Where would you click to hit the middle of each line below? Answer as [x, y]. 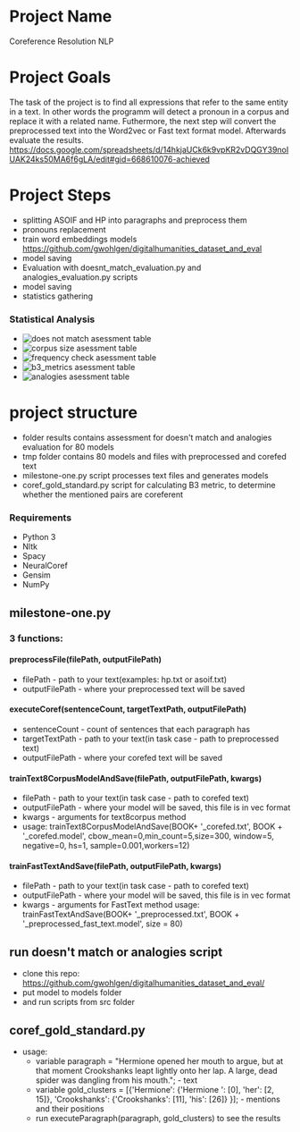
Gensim [36, 575]
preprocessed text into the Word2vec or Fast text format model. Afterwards [148, 131]
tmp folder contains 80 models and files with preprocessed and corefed [154, 457]
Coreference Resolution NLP [62, 41]
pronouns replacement [64, 229]
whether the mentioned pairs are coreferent [103, 494]
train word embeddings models [79, 239]
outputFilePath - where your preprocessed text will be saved [133, 688]
